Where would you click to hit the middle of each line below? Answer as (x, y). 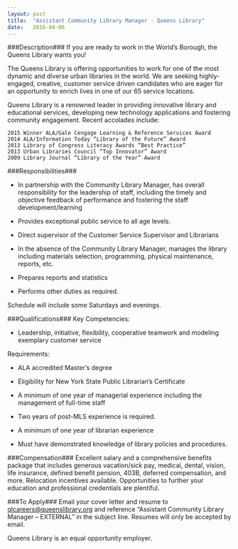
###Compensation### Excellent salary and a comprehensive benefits (109, 458)
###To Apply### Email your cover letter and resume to (88, 502)
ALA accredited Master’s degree (65, 368)
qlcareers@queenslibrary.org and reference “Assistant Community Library (116, 509)
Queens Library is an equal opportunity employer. (80, 538)
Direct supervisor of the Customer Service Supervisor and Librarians (118, 235)
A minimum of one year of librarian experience (86, 430)
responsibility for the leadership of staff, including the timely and (112, 192)
